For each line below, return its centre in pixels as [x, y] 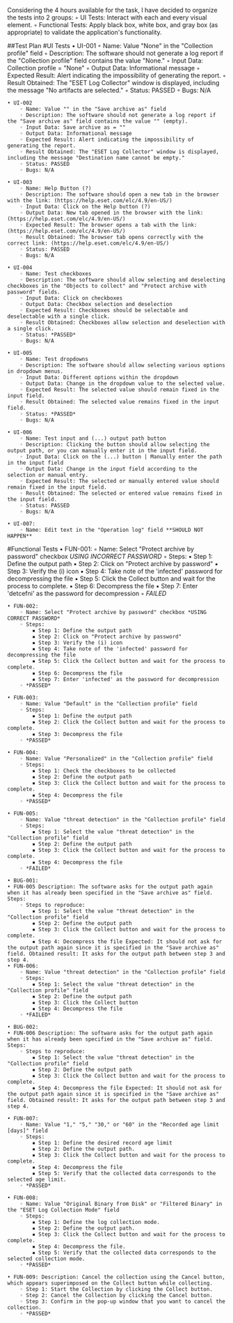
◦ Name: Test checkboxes [56, 274]
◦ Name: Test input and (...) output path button [93, 438]
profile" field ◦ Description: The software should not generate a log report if [115, 53]
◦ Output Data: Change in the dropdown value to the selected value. [123, 383]
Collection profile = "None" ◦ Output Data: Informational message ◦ [104, 68]
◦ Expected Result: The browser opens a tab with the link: [109, 225]
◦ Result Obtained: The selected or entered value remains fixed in [121, 494]
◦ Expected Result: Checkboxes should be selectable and [104, 310]
